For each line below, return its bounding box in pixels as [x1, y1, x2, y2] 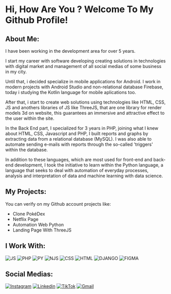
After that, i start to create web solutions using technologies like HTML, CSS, [5, 99, 166, 105]
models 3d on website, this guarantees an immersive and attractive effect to [5, 110, 165, 116]
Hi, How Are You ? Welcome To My [5, 4, 154, 15]
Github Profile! [5, 14, 68, 26]
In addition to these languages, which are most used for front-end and [5, 156, 153, 162]
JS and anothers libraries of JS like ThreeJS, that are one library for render [5, 105, 162, 110]
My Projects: [5, 187, 47, 196]
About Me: [5, 35, 40, 43]
